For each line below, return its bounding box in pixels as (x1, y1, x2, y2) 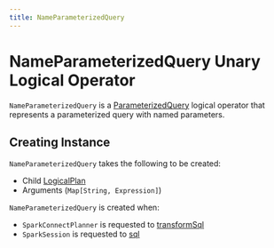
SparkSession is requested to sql (21, 228, 140, 240)
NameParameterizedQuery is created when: (9, 202, 160, 213)
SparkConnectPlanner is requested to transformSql (21, 220, 205, 230)
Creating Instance (9, 134, 111, 149)
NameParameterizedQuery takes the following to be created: (9, 158, 222, 169)
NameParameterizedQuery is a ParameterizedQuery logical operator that (9, 100, 266, 110)
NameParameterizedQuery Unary (9, 51, 262, 71)
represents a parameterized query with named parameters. (9, 108, 225, 120)
